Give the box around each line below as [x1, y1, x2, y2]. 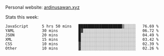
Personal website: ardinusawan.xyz [5, 5, 80, 10]
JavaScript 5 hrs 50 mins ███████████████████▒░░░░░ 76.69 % [5, 24, 159, 29]
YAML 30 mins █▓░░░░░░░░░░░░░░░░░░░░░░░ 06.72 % [5, 28, 159, 33]
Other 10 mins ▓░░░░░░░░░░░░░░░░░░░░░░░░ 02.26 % [5, 46, 159, 51]
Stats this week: [5, 14, 39, 20]
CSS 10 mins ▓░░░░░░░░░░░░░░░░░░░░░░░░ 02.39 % [5, 41, 159, 46]
